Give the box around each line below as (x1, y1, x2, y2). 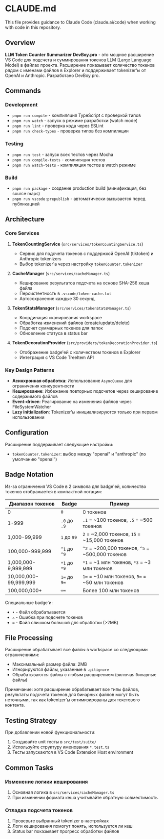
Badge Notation (5, 470, 54, 479)
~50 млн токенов (82, 579, 123, 586)
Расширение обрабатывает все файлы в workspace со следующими (5, 647, 148, 653)
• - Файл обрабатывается (12, 609, 66, 615)
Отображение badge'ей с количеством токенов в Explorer (19, 349, 141, 355)
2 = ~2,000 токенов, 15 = (82, 531, 141, 537)
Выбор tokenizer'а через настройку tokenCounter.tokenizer (19, 261, 143, 267)
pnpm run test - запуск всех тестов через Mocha (12, 152, 114, 157)
